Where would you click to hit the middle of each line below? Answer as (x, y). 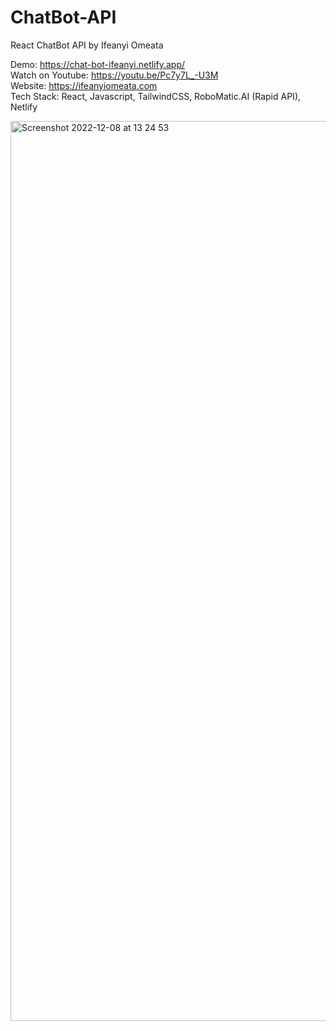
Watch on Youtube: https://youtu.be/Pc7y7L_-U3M (114, 75)
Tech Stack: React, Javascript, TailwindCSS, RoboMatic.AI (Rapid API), (156, 96)
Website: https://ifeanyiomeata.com (84, 85)
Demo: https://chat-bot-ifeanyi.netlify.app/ (98, 64)
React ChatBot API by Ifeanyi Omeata (87, 45)
